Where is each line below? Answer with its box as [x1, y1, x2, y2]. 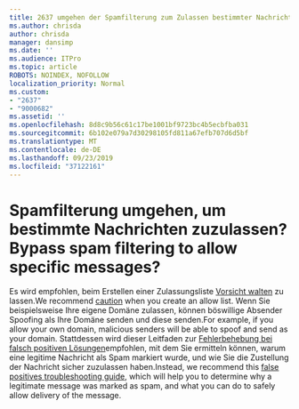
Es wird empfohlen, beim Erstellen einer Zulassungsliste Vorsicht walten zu [9, 286, 285, 297]
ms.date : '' [9, 46, 53, 55]
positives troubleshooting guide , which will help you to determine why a [9, 371, 272, 382]
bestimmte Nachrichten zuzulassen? [9, 219, 287, 239]
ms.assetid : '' [9, 112, 66, 121]
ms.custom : [9, 87, 50, 96]
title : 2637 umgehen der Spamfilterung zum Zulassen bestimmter [9, 12, 253, 22]
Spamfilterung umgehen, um [9, 200, 227, 221]
